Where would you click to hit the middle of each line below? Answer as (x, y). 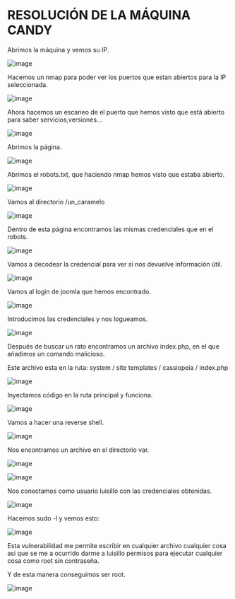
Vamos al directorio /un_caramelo (56, 202)
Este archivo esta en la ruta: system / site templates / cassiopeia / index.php (118, 367)
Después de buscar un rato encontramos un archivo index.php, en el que (114, 346)
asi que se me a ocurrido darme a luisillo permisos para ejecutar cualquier (115, 553)
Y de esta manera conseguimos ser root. (66, 574)
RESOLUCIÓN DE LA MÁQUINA (99, 15)
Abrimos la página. (35, 147)
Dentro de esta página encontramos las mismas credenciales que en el (110, 229)
